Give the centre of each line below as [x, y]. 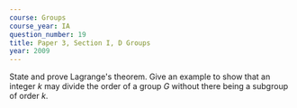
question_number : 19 [48, 34]
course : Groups [38, 18]
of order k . [29, 96]
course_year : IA [40, 26]
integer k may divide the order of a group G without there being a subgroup [149, 86]
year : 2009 [30, 51]
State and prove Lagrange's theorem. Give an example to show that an [140, 76]
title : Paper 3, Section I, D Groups [80, 43]
